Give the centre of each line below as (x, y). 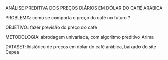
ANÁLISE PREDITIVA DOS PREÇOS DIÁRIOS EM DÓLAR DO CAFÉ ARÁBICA (84, 8)
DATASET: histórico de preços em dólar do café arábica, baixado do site (81, 47)
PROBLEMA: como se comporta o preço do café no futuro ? (68, 17)
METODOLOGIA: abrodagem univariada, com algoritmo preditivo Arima (80, 37)
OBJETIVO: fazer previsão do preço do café (51, 27)
